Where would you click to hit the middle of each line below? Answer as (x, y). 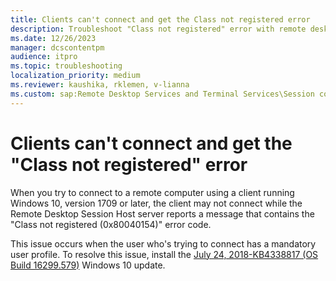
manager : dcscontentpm (57, 47)
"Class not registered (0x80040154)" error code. (111, 224)
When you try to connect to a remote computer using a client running (152, 192)
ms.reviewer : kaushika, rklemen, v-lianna (100, 85)
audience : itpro (44, 57)
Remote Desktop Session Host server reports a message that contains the (162, 213)
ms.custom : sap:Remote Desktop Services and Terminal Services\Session (162, 94)
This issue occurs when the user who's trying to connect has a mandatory (163, 243)
